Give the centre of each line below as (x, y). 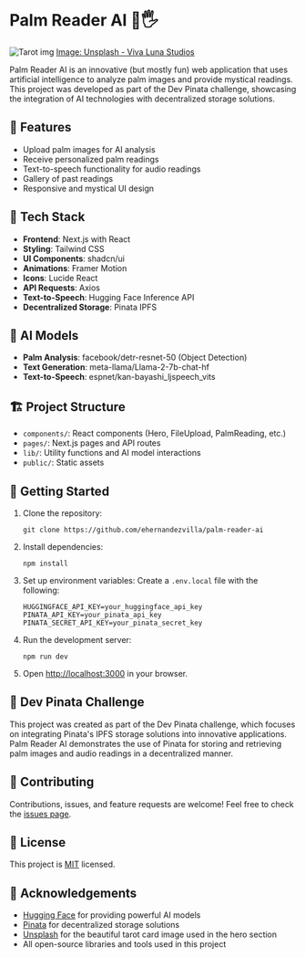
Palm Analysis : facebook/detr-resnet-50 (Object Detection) (135, 358)
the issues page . (41, 814)
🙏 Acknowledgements (73, 893)
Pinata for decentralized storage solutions (101, 925)
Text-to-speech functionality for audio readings (112, 169)
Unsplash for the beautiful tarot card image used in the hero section (150, 934)
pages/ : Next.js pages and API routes (91, 443)
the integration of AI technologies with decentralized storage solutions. (142, 99)
